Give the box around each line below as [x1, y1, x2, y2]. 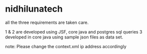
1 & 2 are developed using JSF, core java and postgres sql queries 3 [5, 29, 143, 35]
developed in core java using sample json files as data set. [5, 34, 123, 40]
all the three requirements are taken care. [5, 19, 89, 25]
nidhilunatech [5, 3, 63, 15]
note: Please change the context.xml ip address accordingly [5, 43, 127, 49]
